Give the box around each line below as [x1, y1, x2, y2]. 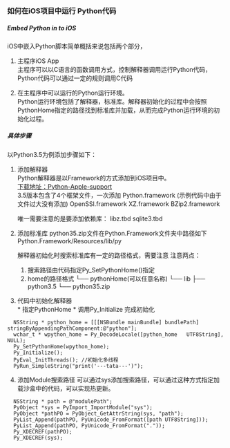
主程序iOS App [17, 57, 59, 65]
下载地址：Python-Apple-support [17, 182, 113, 191]
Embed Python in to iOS [7, 24, 77, 32]
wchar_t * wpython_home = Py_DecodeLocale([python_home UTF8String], [13, 330, 224, 338]
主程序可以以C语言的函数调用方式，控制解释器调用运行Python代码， [17, 65, 212, 73]
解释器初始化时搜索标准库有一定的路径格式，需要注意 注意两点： [17, 251, 201, 259]
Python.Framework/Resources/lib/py [17, 236, 122, 245]
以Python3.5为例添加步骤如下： [7, 150, 97, 158]
